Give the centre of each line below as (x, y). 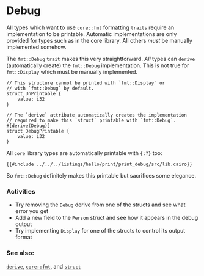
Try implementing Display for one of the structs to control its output (100, 231)
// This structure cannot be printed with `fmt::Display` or (86, 83)
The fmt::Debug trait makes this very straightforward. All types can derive (101, 59)
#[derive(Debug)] (28, 126)
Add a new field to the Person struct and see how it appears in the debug (107, 218)
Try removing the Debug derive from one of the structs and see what (100, 205)
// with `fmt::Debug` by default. (50, 88)
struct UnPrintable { (34, 93)
